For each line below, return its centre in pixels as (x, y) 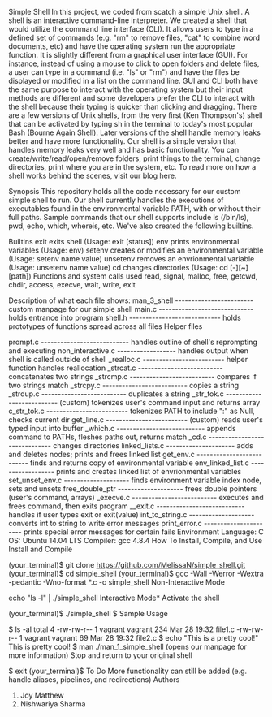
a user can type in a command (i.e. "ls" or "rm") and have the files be (124, 72)
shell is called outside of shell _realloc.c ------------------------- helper (128, 359)
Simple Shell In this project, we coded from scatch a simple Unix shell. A (129, 12)
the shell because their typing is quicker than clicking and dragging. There (133, 106)
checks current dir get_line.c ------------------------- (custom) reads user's (136, 420)
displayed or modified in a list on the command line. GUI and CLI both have (133, 81)
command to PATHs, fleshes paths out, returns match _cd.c (108, 437)
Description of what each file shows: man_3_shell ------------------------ (131, 300)
